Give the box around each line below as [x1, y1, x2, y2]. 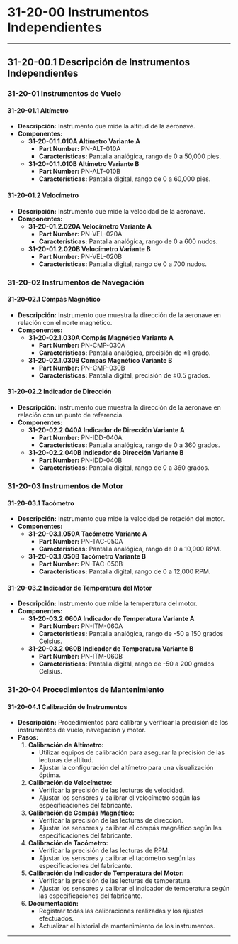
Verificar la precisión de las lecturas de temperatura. [38, 877, 193, 885]
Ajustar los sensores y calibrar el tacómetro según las [38, 854, 196, 862]
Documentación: [28, 899, 79, 908]
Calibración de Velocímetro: [28, 779, 113, 787]
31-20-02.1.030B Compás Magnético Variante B [28, 356, 173, 364]
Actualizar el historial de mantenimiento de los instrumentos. [38, 922, 215, 931]
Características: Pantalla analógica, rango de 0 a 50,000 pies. [38, 152, 222, 160]
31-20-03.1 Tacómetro [7, 498, 74, 507]
